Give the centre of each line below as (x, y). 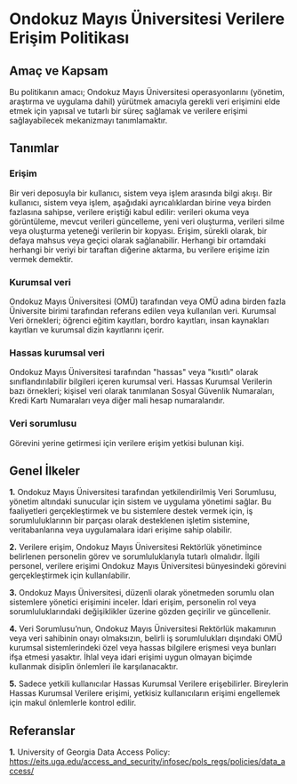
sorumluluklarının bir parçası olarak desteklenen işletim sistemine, (130, 521)
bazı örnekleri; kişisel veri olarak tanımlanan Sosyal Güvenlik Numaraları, (142, 391)
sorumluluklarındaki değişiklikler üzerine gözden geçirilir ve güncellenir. (140, 612)
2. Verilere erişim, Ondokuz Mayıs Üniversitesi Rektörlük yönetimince (136, 548)
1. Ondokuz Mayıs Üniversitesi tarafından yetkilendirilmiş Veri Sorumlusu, (143, 492)
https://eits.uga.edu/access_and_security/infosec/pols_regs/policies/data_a (148, 762)
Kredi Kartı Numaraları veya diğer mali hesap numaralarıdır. (117, 401)
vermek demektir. (41, 259)
